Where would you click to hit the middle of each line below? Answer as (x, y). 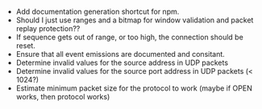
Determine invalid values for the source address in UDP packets (122, 63)
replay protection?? (48, 28)
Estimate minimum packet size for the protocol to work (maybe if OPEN (134, 88)
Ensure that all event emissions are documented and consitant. (121, 54)
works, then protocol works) (63, 97)
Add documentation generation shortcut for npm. (98, 12)
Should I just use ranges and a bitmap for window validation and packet (135, 20)
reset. (26, 46)
